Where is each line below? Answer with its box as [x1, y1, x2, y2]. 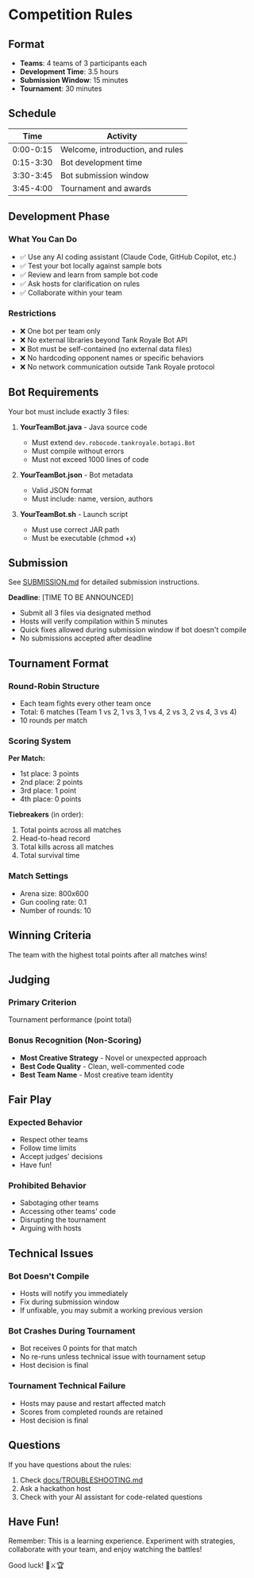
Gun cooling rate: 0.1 [19, 897, 87, 906]
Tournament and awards [60, 182, 152, 194]
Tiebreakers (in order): [8, 810, 84, 820]
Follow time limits [19, 1143, 77, 1153]
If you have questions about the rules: [8, 1459, 133, 1469]
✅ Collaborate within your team [19, 288, 123, 297]
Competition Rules [8, 6, 133, 24]
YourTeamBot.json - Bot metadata [19, 470, 133, 480]
